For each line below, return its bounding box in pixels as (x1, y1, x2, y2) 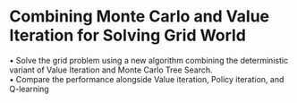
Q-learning (9, 83, 49, 94)
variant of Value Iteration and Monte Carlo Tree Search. (9, 64, 213, 75)
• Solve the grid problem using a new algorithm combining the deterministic (9, 55, 289, 65)
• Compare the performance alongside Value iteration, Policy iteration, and (9, 73, 284, 84)
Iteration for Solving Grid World (9, 25, 246, 46)
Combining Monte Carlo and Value (9, 6, 270, 27)
